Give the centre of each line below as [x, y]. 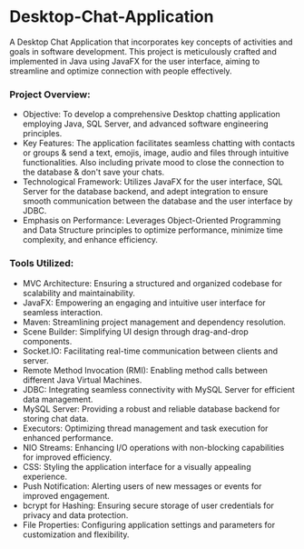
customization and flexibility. [76, 534]
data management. [58, 399]
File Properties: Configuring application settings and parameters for [149, 524]
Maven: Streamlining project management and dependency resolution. [154, 322]
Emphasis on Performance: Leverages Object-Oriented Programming [152, 221]
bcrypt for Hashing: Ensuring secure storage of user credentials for [148, 505]
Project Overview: [50, 95]
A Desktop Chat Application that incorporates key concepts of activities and [151, 42]
